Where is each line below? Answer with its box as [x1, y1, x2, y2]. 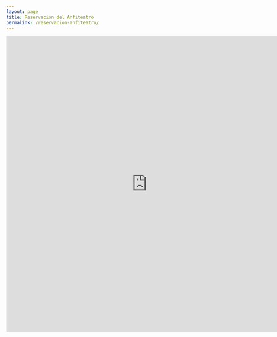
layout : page [6, 8, 38, 15]
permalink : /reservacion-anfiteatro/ [6, 20, 99, 25]
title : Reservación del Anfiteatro [6, 14, 94, 20]
